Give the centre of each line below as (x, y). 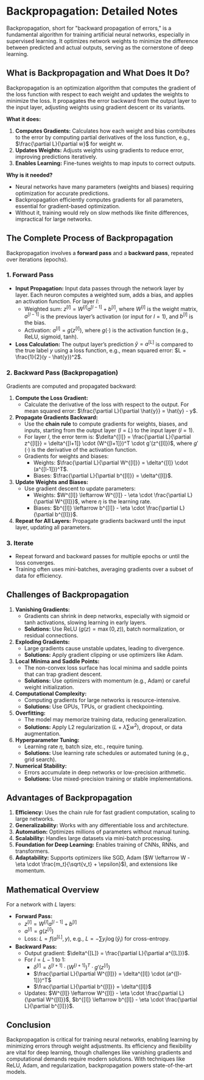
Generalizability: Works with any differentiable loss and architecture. (102, 826)
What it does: (24, 119)
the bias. (35, 323)
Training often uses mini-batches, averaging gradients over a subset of (104, 569)
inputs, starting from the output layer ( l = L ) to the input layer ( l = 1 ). (109, 430)
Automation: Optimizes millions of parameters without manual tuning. (103, 832)
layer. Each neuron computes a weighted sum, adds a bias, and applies (104, 295)
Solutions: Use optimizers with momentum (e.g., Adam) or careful (107, 681)
